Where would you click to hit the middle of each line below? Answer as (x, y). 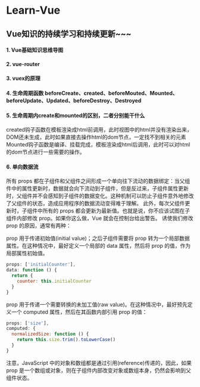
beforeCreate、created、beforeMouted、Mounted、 (111, 93)
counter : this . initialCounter (54, 281)
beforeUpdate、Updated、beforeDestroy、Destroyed (74, 100)
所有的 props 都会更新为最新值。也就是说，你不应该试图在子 (116, 211)
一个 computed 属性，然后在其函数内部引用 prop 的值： (79, 312)
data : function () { (32, 270)
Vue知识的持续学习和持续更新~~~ (69, 34)
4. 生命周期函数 (25, 93)
